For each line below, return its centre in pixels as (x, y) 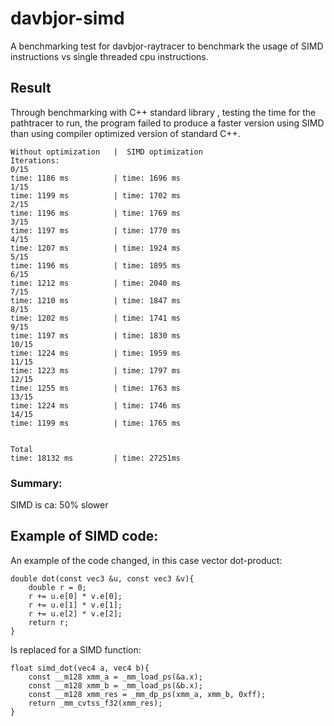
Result (31, 88)
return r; (49, 622)
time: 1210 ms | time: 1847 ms (96, 300)
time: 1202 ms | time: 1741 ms (96, 318)
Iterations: (35, 160)
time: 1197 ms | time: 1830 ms (96, 335)
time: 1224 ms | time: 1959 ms (96, 353)
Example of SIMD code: (84, 536)
